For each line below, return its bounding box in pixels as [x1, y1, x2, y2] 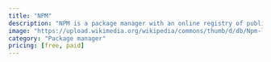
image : [8, 27, 31, 35]
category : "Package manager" [8, 34, 106, 43]
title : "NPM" [8, 11, 52, 20]
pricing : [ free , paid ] [8, 42, 85, 50]
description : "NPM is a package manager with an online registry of [8, 19, 244, 27]
